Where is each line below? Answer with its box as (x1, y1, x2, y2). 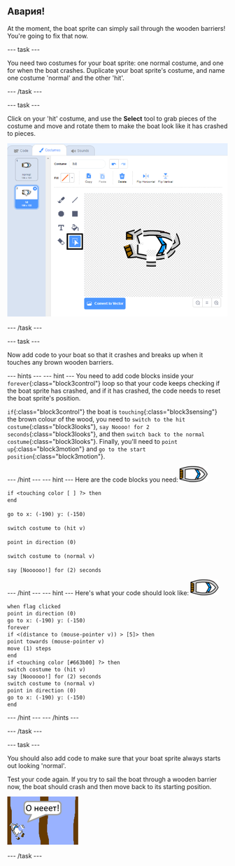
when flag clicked (7, 603, 61, 610)
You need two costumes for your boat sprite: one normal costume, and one (7, 59, 224, 67)
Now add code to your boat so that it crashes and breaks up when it (7, 350, 204, 359)
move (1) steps (7, 645, 52, 652)
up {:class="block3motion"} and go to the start (7, 445, 146, 453)
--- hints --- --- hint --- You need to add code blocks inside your (7, 371, 194, 380)
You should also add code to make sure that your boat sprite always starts (7, 754, 221, 762)
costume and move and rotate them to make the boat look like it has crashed (7, 122, 228, 130)
